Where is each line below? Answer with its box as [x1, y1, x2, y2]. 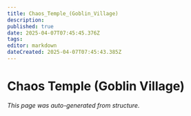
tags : [7, 36, 23, 43]
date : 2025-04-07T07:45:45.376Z [7, 29, 100, 37]
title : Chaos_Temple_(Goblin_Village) [7, 10, 119, 17]
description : [7, 17, 45, 23]
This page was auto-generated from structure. [7, 101, 140, 109]
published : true [7, 23, 54, 30]
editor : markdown [7, 42, 57, 49]
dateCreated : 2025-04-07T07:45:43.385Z [7, 49, 122, 56]
